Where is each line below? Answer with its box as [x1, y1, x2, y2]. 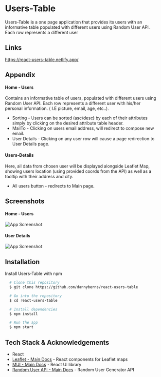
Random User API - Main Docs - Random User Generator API [12, 367, 135, 373]
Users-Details [5, 152, 34, 158]
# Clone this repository [9, 280, 60, 285]
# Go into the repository [9, 293, 62, 298]
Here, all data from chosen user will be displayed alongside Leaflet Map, [5, 163, 150, 169]
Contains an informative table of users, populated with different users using [5, 95, 157, 101]
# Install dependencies [9, 307, 57, 312]
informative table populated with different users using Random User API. [5, 24, 150, 30]
